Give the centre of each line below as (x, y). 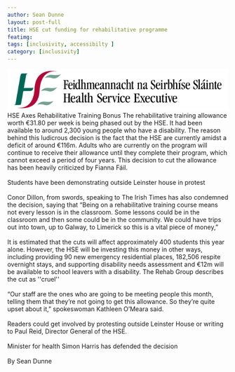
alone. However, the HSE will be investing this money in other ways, (105, 249)
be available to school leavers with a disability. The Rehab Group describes (116, 271)
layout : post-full (34, 22)
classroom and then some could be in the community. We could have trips (114, 219)
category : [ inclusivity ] (43, 52)
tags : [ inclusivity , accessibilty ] (61, 44)
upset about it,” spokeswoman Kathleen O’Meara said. (86, 309)
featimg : (20, 37)
